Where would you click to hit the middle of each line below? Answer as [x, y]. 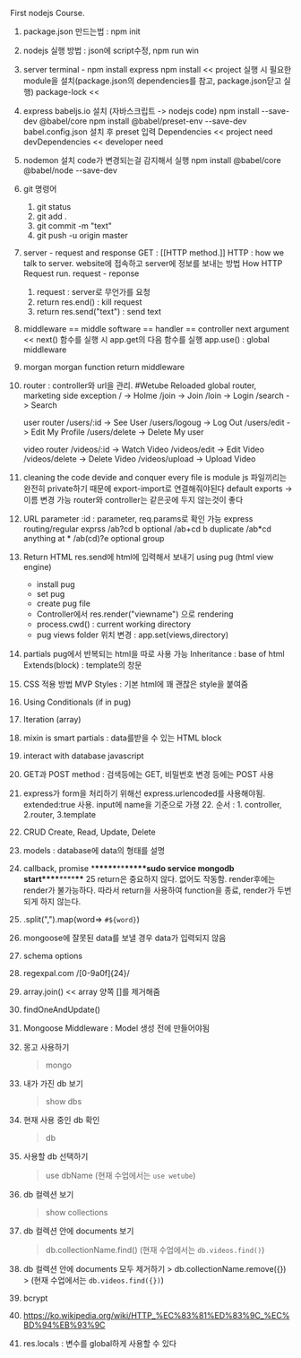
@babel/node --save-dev [70, 170]
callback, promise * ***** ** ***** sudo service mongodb [129, 868]
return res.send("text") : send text [99, 311]
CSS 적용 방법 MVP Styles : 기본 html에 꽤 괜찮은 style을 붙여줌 [136, 684]
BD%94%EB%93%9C [64, 1325]
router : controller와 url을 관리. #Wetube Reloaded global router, [140, 385]
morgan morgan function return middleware [104, 367]
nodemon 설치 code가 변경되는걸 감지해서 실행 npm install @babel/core [152, 160]
